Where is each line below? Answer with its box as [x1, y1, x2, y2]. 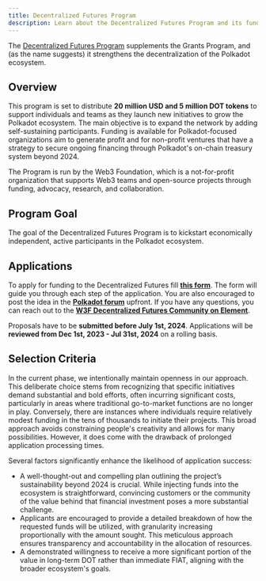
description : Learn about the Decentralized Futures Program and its [8, 19, 243, 27]
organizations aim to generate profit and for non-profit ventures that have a [8, 135, 253, 145]
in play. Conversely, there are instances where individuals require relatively [8, 407, 253, 416]
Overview [8, 80, 58, 93]
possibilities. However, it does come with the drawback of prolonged [8, 432, 232, 442]
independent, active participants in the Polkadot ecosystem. [8, 237, 204, 246]
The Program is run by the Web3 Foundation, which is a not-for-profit [8, 167, 235, 177]
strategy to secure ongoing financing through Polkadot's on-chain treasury [8, 143, 253, 153]
